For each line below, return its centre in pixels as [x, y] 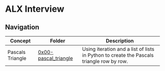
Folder [57, 41]
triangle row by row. [105, 61]
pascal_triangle [55, 58]
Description [120, 41]
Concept [20, 41]
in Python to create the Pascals [118, 55]
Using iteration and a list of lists [118, 49]
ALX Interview [35, 9]
